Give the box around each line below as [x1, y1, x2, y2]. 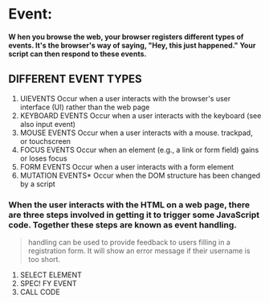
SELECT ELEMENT [19, 270, 83, 280]
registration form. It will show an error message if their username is [27, 246, 251, 256]
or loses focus [19, 154, 67, 163]
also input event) [19, 119, 76, 129]
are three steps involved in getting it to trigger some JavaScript [8, 209, 260, 220]
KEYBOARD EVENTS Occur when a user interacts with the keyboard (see [19, 110, 262, 121]
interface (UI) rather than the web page [19, 102, 150, 112]
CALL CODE [19, 287, 60, 297]
